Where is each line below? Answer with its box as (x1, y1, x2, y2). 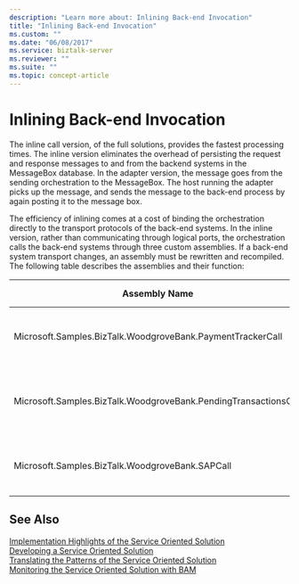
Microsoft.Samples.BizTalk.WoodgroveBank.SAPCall (13, 459, 232, 472)
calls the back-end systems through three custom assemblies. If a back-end (9, 242, 288, 252)
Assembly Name (121, 287, 194, 300)
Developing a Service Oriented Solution (9, 545, 154, 555)
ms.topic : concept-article (9, 71, 109, 80)
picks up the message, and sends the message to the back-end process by (9, 186, 286, 197)
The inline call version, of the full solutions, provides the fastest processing (9, 139, 285, 150)
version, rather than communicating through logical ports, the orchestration (9, 232, 286, 243)
